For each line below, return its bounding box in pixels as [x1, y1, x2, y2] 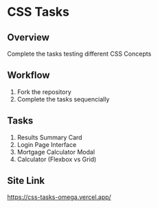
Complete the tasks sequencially [16, 95, 110, 103]
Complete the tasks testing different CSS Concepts [7, 49, 152, 58]
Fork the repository [16, 87, 72, 96]
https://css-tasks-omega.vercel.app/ [7, 193, 111, 201]
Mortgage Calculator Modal [16, 148, 95, 156]
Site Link [7, 175, 45, 187]
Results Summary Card [16, 133, 82, 141]
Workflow [7, 69, 50, 81]
